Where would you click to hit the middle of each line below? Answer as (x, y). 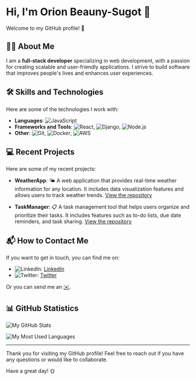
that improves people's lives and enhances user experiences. (80, 73)
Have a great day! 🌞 (31, 371)
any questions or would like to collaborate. (57, 360)
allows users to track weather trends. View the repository (83, 195)
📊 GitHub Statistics (42, 308)
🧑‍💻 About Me (30, 46)
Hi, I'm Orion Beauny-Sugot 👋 (78, 12)
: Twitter (47, 275)
